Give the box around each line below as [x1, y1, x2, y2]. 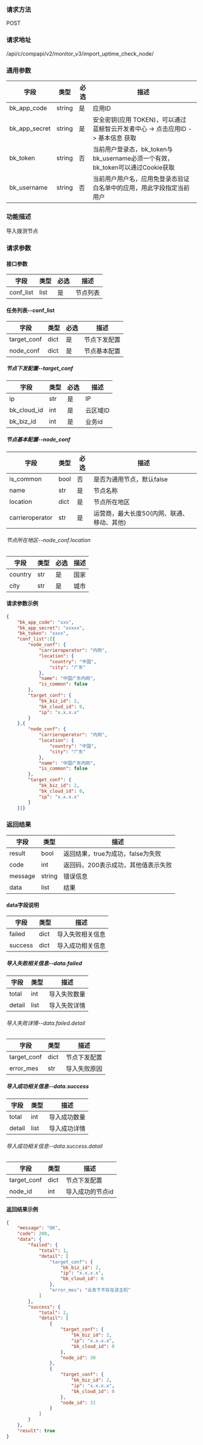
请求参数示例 [6, 600, 38, 607]
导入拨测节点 [6, 227, 38, 234]
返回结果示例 [6, 1205, 38, 1212]
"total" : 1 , [38, 1248, 69, 1254]
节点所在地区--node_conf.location [6, 537, 91, 544]
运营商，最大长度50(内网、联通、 [93, 509, 189, 518]
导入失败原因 [65, 1065, 103, 1073]
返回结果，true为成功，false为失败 [63, 849, 161, 858]
